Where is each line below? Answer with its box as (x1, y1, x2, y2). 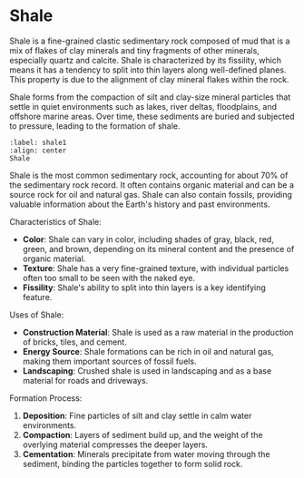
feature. (22, 291, 53, 302)
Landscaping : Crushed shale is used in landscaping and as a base (22, 365, 272, 376)
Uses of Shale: (9, 309, 64, 320)
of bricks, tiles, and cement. (22, 337, 127, 347)
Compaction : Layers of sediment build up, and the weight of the (22, 429, 263, 440)
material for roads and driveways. (22, 375, 149, 385)
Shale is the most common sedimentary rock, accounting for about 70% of (9, 170, 289, 180)
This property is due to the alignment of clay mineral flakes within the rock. (9, 73, 289, 84)
